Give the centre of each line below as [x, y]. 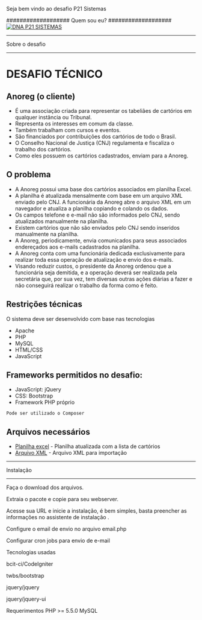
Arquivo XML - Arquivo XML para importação [71, 453]
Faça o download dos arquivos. [45, 487]
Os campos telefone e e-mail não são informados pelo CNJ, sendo [97, 215]
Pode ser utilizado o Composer [45, 413]
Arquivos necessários [48, 432]
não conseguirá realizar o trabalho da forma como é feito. [86, 285]
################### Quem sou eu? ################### [89, 20]
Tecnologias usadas [31, 552]
